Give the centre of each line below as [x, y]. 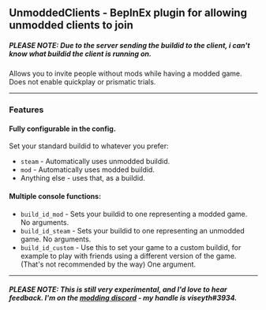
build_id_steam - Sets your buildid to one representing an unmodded [133, 230]
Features [26, 110]
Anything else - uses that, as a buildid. [82, 178]
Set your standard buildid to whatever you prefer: [89, 146]
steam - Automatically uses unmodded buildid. [95, 162]
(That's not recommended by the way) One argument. [108, 264]
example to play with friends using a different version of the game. [128, 256]
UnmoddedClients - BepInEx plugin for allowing [128, 13]
